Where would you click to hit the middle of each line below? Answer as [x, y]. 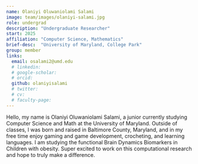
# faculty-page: [32, 100]
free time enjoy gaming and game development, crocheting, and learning [95, 136]
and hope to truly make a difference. [51, 154]
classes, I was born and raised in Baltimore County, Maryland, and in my [95, 130]
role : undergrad [26, 23]
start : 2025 [21, 34]
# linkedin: [26, 67]
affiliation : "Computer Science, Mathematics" [65, 39]
